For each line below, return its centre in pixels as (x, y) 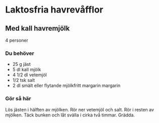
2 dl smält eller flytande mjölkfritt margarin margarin (66, 86)
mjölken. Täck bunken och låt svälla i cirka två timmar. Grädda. (70, 115)
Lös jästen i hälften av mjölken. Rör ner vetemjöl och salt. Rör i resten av (80, 109)
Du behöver (20, 53)
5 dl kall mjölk (27, 70)
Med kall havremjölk (37, 28)
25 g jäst (22, 64)
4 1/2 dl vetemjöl (29, 75)
